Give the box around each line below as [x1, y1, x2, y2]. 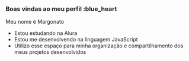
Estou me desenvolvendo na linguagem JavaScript [14, 36, 138, 43]
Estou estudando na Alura [14, 30, 78, 37]
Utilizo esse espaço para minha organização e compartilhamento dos [14, 42, 184, 49]
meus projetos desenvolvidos [14, 49, 87, 56]
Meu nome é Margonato [5, 18, 65, 25]
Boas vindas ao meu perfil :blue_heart [5, 5, 117, 13]
